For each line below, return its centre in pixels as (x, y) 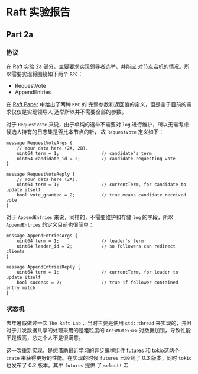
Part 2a (20, 34)
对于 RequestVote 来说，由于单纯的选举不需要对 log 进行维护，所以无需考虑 (98, 124)
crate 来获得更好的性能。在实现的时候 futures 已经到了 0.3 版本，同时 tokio (99, 358)
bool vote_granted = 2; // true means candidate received (101, 195)
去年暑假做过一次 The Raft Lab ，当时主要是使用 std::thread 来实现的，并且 (99, 323)
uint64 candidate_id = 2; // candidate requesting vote (96, 159)
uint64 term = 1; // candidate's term (84, 153)
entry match (21, 288)
